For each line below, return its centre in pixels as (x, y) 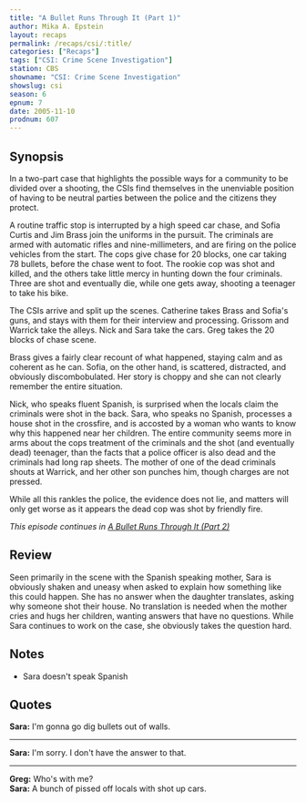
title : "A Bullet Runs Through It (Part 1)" (95, 18)
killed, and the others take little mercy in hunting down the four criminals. (146, 273)
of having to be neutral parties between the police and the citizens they (143, 198)
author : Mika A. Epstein (56, 26)
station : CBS (34, 69)
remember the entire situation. (66, 386)
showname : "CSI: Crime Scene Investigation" (95, 77)
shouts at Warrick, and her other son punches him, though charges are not (149, 471)
